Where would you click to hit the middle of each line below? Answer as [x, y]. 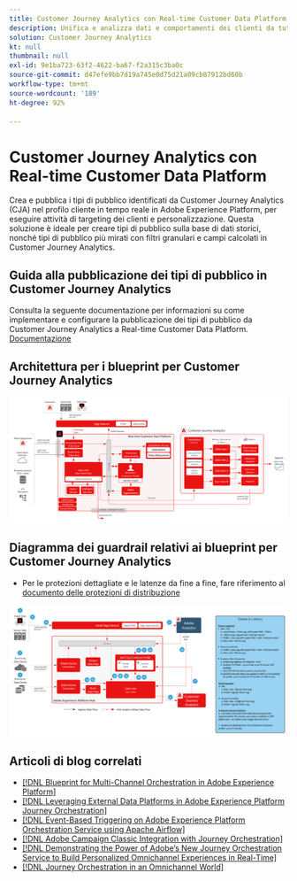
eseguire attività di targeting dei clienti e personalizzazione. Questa [132, 219]
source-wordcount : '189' [55, 93]
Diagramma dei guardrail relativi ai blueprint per [144, 548]
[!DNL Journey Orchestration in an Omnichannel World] [122, 867]
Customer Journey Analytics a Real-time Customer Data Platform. [129, 329]
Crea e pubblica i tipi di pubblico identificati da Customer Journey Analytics [147, 200]
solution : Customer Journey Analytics [80, 37]
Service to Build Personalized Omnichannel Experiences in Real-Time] [149, 858]
